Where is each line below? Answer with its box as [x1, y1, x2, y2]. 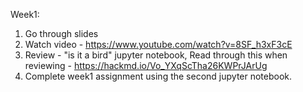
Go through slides [24, 28, 99, 39]
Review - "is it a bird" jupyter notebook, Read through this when [24, 49, 288, 61]
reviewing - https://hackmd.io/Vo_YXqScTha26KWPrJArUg [24, 60, 268, 71]
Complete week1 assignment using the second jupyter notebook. [24, 70, 293, 82]
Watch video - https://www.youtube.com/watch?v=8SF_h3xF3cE [24, 39, 293, 50]
